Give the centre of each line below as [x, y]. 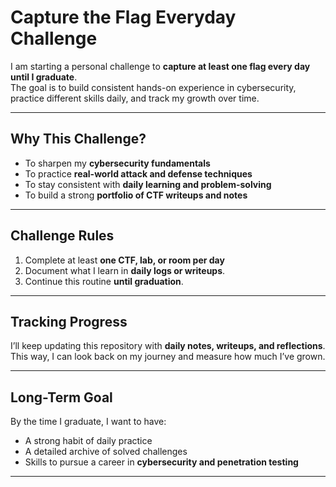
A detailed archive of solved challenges [106, 452]
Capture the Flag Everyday [123, 17]
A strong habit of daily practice [88, 441]
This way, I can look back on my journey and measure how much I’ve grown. [168, 357]
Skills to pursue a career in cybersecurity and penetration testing [161, 462]
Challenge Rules [62, 236]
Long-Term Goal [61, 397]
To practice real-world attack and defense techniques [138, 173]
